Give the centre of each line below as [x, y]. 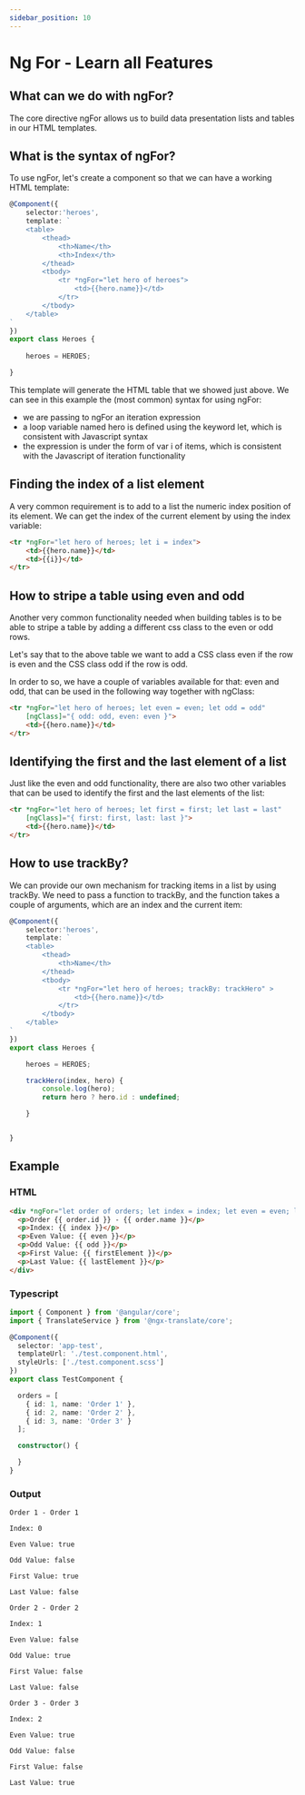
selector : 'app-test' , [60, 1346]
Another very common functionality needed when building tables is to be [146, 617]
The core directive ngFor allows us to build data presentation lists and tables [152, 118]
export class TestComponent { [67, 1380]
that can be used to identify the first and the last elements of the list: [137, 793]
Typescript [34, 1293]
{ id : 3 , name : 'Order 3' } [79, 1421]
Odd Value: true [40, 1656]
